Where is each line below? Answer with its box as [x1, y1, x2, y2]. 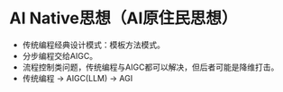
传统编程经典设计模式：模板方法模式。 [22, 39, 165, 50]
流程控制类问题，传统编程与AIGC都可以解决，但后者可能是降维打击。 [22, 62, 279, 72]
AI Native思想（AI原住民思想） [9, 8, 238, 29]
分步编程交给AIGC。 [22, 50, 97, 61]
